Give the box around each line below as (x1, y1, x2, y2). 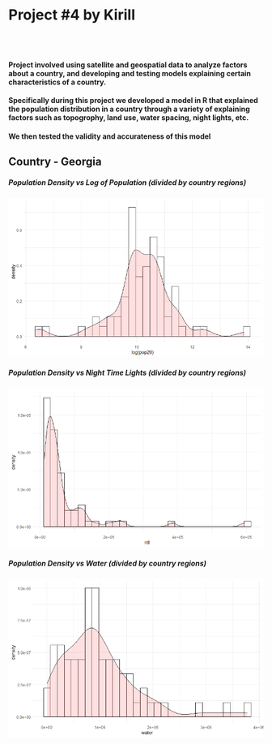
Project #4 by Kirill (8, 6, 136, 24)
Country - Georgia (8, 155, 102, 169)
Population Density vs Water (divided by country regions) (8, 558, 206, 568)
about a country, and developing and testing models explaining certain (8, 68, 252, 78)
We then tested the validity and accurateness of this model (8, 131, 211, 141)
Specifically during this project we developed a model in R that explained (8, 96, 259, 105)
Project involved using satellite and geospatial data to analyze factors (8, 59, 248, 70)
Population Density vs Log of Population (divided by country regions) (8, 177, 247, 187)
